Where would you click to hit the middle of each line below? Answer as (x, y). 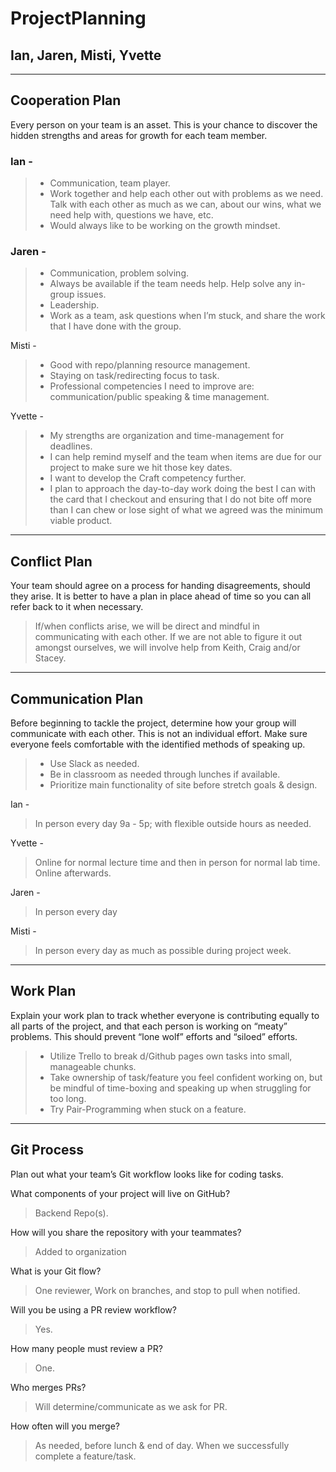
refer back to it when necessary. (77, 607)
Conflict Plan (51, 561)
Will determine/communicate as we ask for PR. (131, 1406)
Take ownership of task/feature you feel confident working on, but (186, 1077)
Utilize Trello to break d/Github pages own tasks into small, (171, 1056)
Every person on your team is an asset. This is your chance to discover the (164, 124)
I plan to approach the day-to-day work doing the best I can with (183, 489)
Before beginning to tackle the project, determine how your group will (153, 723)
